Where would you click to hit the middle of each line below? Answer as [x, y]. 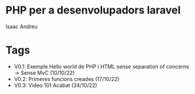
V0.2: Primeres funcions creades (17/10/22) [67, 79]
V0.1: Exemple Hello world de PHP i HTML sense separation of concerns [101, 66]
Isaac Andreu [22, 26]
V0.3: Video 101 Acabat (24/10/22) [56, 85]
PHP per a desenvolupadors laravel [93, 10]
